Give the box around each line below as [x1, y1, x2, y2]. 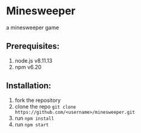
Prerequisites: [6, 41, 59, 51]
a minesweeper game [6, 24, 59, 31]
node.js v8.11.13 [14, 57, 52, 64]
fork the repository [14, 97, 61, 104]
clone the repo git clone [14, 103, 76, 110]
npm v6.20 [14, 63, 42, 70]
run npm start [14, 120, 49, 128]
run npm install [14, 115, 55, 122]
